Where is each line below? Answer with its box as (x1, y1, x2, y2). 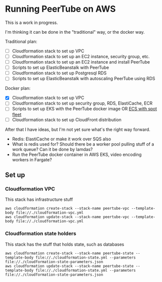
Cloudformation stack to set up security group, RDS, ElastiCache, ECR (12, 100, 153, 106)
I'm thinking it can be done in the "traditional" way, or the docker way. (5, 29, 145, 35)
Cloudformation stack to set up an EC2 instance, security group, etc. (12, 54, 150, 59)
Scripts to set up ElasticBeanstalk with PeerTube (12, 65, 109, 70)
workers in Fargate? (12, 156, 52, 162)
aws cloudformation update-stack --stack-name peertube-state (5, 263, 134, 268)
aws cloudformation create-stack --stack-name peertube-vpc (5, 206, 130, 211)
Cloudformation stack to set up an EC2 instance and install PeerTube (12, 59, 150, 65)
